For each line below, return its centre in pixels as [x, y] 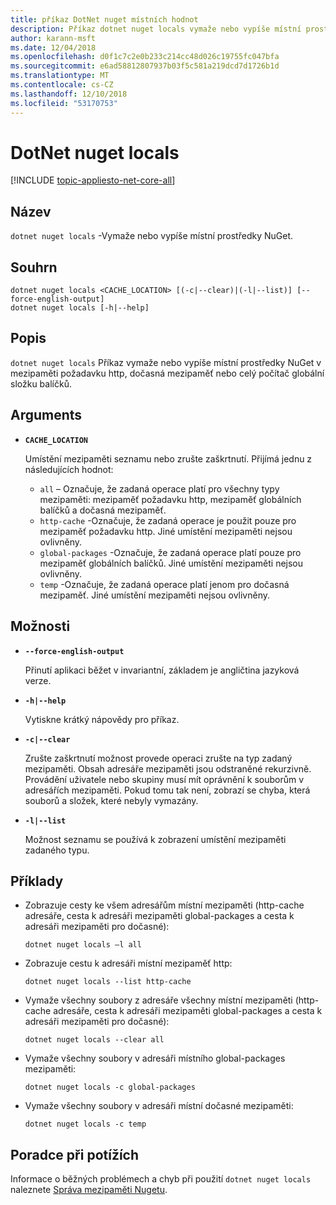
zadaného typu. [57, 850]
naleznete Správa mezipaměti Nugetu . [89, 1190]
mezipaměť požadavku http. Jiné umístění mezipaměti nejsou [166, 531]
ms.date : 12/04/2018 [53, 47]
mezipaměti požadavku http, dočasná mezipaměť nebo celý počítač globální [167, 373]
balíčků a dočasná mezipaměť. [103, 510]
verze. [38, 680]
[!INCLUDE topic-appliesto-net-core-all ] [93, 180]
